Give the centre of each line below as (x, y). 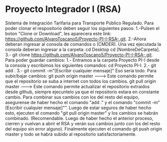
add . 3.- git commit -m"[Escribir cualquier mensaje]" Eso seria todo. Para (81, 70)
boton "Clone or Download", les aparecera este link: (58, 33)
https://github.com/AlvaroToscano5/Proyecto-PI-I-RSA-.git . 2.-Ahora (76, 39)
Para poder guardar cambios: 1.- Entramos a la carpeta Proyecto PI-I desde (82, 60)
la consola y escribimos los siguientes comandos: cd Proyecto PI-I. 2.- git (81, 65)
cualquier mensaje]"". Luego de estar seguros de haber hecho (87, 108)
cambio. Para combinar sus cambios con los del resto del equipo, (72, 97)
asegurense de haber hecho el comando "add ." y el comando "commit (78, 102)
